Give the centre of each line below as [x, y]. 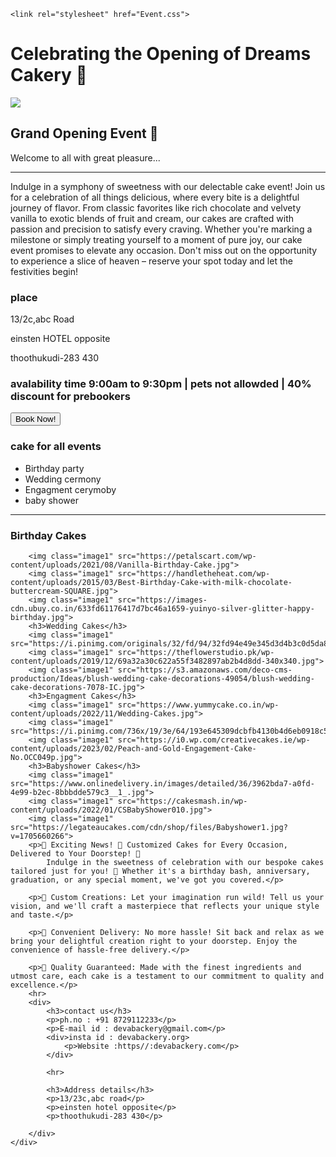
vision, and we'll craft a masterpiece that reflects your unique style [165, 906]
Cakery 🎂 [49, 75]
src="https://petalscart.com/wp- [187, 556]
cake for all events [56, 447]
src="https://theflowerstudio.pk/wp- [196, 652]
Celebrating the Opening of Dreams [161, 54]
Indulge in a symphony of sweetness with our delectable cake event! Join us [168, 186]
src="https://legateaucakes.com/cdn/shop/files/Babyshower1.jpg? [149, 827]
